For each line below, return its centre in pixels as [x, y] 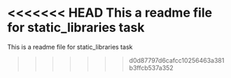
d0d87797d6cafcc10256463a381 [177, 60]
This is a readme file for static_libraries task [70, 47]
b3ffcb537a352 [151, 68]
